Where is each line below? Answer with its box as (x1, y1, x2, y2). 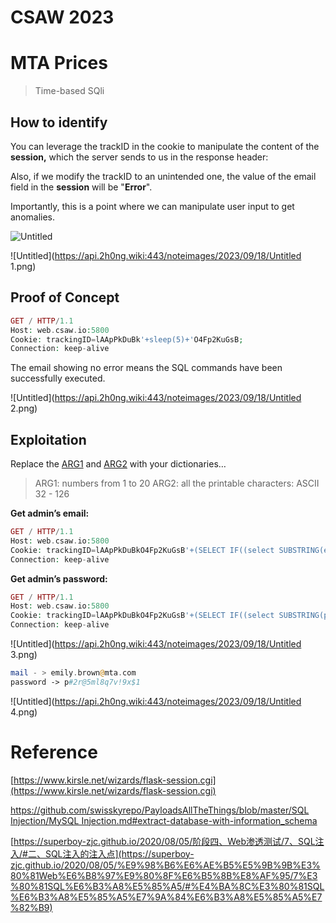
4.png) (10, 706, 38, 718)
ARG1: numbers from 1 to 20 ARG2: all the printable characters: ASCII (34, 477, 320, 490)
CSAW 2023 (10, 6, 115, 29)
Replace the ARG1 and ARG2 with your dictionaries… (10, 458, 227, 470)
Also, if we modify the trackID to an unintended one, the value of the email (10, 170, 317, 182)
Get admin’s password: (10, 572, 108, 585)
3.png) (10, 649, 38, 661)
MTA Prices (10, 52, 108, 75)
